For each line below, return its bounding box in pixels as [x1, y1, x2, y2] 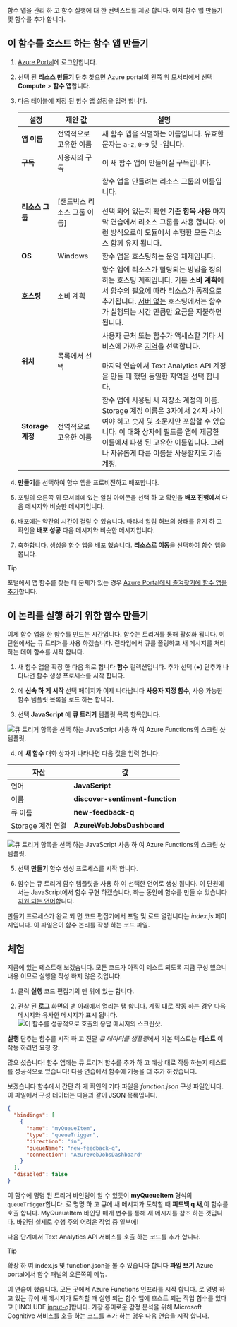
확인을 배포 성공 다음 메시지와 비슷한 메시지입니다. [17, 525, 155, 534]
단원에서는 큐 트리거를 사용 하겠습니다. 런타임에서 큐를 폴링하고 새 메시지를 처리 [7, 638, 226, 647]
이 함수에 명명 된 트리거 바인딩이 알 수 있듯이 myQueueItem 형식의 [7, 1191, 193, 1199]
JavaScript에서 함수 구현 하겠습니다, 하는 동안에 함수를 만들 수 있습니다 [30, 888, 228, 896]
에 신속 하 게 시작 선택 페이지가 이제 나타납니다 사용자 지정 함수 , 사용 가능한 [17, 686, 224, 695]
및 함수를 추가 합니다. [7, 15, 66, 23]
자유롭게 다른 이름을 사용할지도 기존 [110, 448, 222, 457]
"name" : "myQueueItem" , [25, 1125, 97, 1132]
